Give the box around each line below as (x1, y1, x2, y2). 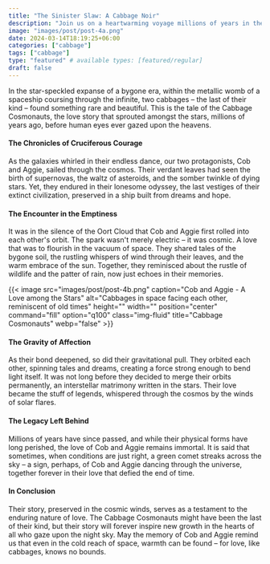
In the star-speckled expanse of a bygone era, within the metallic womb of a (8, 86, 260, 95)
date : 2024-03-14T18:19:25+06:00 (8, 34, 121, 43)
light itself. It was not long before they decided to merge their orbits (8, 372, 231, 382)
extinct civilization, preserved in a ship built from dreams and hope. (8, 190, 231, 200)
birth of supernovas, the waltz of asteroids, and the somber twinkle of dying (8, 173, 260, 183)
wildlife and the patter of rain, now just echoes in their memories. (8, 270, 223, 279)
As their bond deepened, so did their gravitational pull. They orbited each (8, 355, 251, 365)
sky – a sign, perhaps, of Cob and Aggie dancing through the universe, (8, 459, 243, 469)
